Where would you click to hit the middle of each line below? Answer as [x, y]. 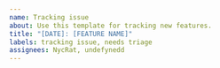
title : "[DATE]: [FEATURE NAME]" [71, 34]
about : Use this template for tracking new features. [111, 26]
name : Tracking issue [49, 17]
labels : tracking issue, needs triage [81, 42]
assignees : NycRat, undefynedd [67, 50]
